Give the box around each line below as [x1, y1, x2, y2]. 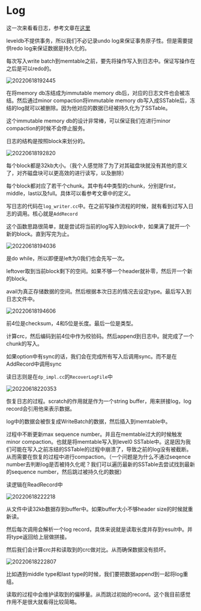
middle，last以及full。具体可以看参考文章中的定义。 [6, 189, 134, 197]
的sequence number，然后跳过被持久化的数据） [6, 468, 125, 475]
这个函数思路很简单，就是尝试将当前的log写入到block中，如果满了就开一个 [6, 223, 191, 230]
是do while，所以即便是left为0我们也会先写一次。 [6, 254, 128, 262]
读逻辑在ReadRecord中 [6, 481, 63, 488]
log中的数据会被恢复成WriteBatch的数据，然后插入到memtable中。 [6, 417, 171, 425]
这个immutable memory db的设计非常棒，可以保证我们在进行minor [6, 117, 171, 124]
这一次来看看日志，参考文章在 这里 [6, 24, 91, 31]
